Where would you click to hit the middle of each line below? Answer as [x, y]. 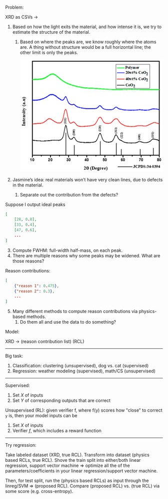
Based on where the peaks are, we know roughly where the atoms [88, 42]
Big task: [14, 356]
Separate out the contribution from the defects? [69, 194]
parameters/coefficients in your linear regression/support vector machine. [81, 471]
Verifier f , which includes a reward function [57, 431]
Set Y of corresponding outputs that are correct [61, 401]
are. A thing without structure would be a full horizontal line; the [85, 47]
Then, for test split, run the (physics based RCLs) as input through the [77, 481]
